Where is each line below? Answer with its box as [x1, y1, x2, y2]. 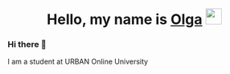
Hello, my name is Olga [47, 10, 203, 29]
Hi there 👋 [7, 39, 47, 50]
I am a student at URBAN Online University [7, 56, 149, 67]
